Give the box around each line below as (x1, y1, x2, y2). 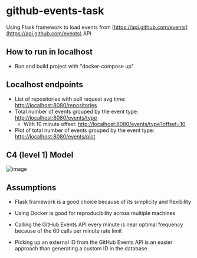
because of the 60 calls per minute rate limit (14, 227, 122, 234)
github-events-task (6, 4, 104, 18)
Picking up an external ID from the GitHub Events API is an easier (14, 239, 173, 246)
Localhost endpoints (6, 80, 84, 90)
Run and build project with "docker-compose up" (14, 62, 134, 70)
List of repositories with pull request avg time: (14, 95, 126, 102)
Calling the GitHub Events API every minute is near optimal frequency (14, 221, 183, 228)
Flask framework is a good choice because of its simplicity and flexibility (14, 199, 192, 206)
